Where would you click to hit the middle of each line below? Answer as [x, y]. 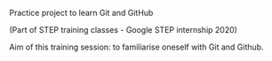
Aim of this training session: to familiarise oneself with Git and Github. [136, 47]
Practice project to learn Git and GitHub [81, 13]
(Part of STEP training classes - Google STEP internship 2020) [124, 30]
